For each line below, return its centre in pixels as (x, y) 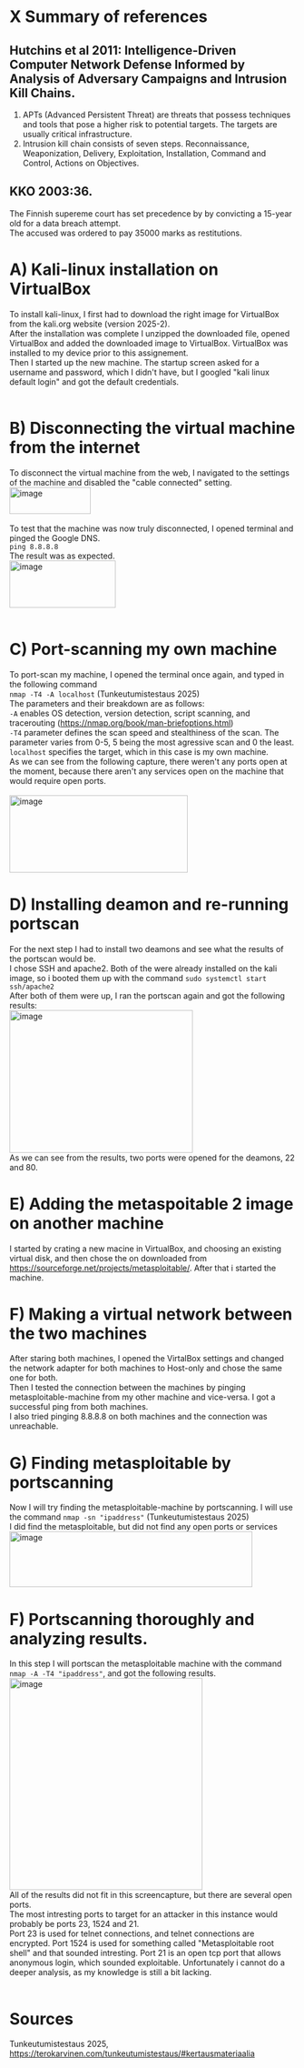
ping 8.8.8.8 (34, 547)
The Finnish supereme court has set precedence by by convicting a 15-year (151, 213)
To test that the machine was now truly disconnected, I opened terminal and (152, 528)
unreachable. (34, 1426)
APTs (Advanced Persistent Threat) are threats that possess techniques (157, 115)
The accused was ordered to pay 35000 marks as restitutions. (126, 233)
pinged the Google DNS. (55, 537)
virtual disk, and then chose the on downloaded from (108, 1258)
